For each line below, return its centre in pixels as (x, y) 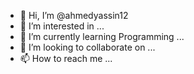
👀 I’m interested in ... (62, 26)
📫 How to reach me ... (66, 58)
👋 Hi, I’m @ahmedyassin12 (74, 15)
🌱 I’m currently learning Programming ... (102, 36)
